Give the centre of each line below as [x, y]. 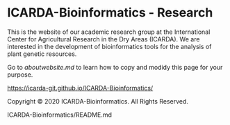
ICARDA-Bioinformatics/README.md [60, 115]
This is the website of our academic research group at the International [109, 32]
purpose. [20, 75]
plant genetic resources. [42, 54]
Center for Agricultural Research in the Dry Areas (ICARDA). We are [104, 39]
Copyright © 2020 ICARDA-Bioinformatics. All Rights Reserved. [98, 101]
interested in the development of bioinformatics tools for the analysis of [109, 46]
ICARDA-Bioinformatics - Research [110, 13]
